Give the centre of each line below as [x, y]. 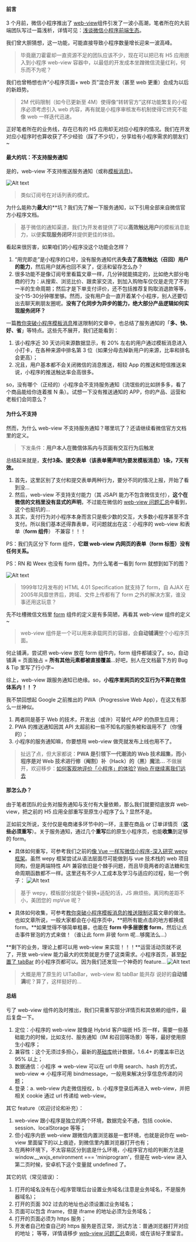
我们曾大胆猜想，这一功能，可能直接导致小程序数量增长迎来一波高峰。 [91, 43]
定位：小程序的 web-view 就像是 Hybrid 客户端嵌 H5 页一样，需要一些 [99, 1030]
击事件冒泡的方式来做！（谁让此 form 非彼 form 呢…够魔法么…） [92, 935]
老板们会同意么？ [27, 399]
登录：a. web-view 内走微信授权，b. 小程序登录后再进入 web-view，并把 [102, 1089]
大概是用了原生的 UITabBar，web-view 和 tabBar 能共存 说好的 [96, 974]
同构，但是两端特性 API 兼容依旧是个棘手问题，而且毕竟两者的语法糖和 [100, 865]
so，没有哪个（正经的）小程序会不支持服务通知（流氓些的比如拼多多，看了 [96, 385]
